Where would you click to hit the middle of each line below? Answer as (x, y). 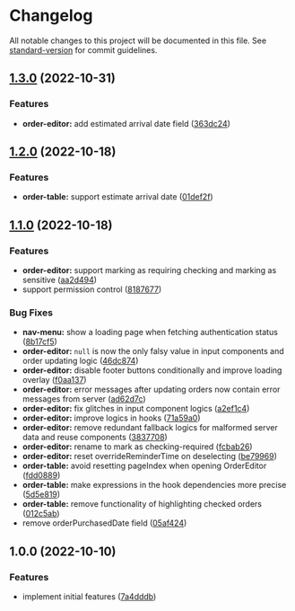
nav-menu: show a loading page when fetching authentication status (150, 332)
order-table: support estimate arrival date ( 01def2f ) (117, 197)
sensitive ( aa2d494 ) (59, 280)
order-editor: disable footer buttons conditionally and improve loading (152, 370)
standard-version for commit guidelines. (83, 49)
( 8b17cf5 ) (40, 341)
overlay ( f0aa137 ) (54, 380)
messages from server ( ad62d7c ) (84, 399)
